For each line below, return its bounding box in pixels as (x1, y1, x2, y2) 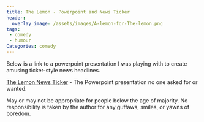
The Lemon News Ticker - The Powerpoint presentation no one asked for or (6, 78, 198, 86)
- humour (9, 37, 32, 44)
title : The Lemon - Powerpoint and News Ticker (6, 9, 130, 15)
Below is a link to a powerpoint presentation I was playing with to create (6, 59, 187, 67)
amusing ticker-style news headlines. (6, 66, 100, 74)
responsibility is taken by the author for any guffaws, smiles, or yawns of (6, 103, 190, 110)
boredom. (6, 110, 31, 117)
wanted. (6, 85, 27, 92)
